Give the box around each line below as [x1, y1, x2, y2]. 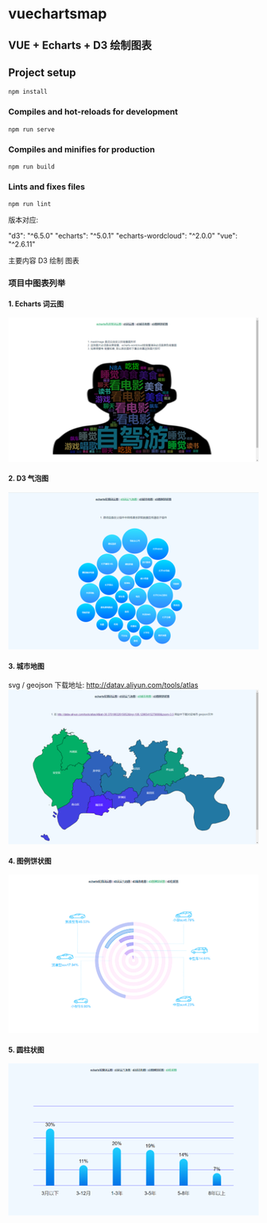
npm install [8, 88, 48, 96]
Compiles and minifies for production [8, 144, 155, 155]
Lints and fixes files [8, 181, 86, 192]
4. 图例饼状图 [8, 856, 52, 865]
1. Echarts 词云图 [8, 299, 64, 309]
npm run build [8, 162, 56, 171]
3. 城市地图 [8, 661, 45, 670]
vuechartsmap [8, 5, 107, 23]
